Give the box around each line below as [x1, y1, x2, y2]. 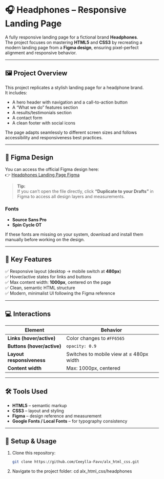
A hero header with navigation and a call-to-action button [12, 99, 128, 105]
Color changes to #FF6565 [66, 335, 125, 342]
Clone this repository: [12, 450, 56, 456]
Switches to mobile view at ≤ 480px [66, 351, 149, 357]
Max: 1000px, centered [66, 365, 121, 372]
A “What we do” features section [12, 104, 78, 110]
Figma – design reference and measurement [12, 413, 102, 419]
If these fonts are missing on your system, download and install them [5, 231, 143, 237]
